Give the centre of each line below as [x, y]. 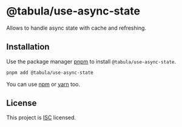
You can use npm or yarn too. [43, 84]
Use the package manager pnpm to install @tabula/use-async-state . [91, 61]
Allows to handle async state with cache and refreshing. [76, 28]
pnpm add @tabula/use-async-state [50, 73]
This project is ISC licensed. [41, 118]
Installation [28, 47]
